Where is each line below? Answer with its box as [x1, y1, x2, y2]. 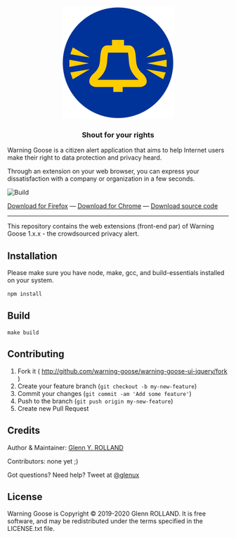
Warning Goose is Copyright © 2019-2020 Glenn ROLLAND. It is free [7, 509, 206, 518]
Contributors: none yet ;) [7, 456, 79, 466]
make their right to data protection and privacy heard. [7, 153, 162, 162]
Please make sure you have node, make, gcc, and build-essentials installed [7, 269, 225, 277]
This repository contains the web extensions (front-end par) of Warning [7, 222, 214, 231]
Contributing [7, 348, 65, 360]
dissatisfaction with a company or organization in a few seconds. [7, 174, 195, 183]
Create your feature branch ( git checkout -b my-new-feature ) [17, 382, 197, 390]
